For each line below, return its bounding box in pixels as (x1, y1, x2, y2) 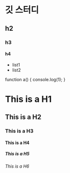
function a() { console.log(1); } (5, 76, 66, 82)
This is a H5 (5, 151, 30, 157)
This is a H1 (5, 93, 52, 105)
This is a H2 (5, 113, 42, 121)
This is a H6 (5, 163, 29, 169)
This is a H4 (5, 140, 30, 146)
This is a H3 (5, 128, 34, 134)
